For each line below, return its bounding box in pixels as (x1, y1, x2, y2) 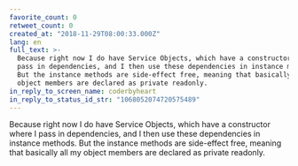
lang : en (9, 37, 42, 47)
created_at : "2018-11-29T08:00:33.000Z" (9, 29, 161, 38)
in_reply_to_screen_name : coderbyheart (9, 87, 157, 95)
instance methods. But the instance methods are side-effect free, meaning (9, 138, 282, 148)
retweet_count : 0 (9, 21, 74, 30)
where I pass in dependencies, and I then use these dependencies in (9, 129, 261, 140)
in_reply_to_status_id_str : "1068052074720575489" (9, 94, 200, 104)
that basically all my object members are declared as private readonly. (9, 147, 266, 158)
